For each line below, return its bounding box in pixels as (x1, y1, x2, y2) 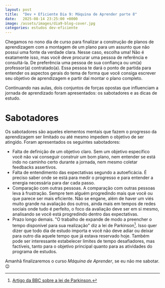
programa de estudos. (12, 248, 57, 254)
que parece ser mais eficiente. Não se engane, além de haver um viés (12, 196, 154, 202)
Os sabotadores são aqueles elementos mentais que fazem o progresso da (5, 129, 157, 135)
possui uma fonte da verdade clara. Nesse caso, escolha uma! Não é (5, 50, 144, 55)
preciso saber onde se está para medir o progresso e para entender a (12, 175, 154, 181)
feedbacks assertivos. (12, 164, 57, 170)
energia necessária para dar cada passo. (12, 180, 95, 186)
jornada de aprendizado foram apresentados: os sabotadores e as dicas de (5, 90, 157, 96)
